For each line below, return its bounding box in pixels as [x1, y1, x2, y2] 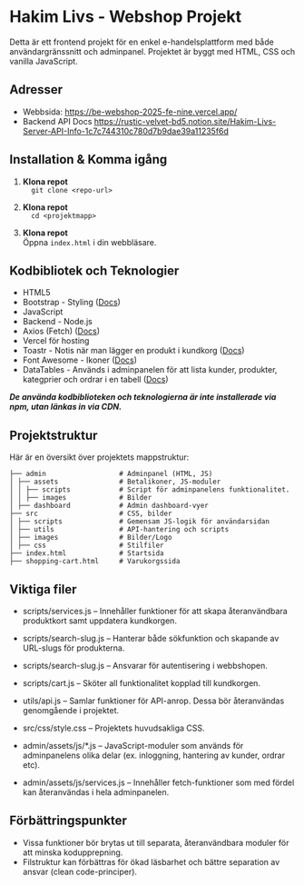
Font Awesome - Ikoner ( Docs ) [22, 354, 138, 365]
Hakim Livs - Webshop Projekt [9, 6, 242, 27]
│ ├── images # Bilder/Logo [9, 533, 172, 543]
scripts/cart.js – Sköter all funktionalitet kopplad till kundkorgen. [22, 678, 261, 688]
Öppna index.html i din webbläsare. [22, 236, 157, 247]
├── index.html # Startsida [9, 549, 165, 558]
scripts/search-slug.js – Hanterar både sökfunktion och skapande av [22, 633, 279, 643]
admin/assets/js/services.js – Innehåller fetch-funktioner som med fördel [22, 777, 295, 788]
